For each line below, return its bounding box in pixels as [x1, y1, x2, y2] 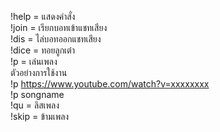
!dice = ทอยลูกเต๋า [10, 44, 76, 56]
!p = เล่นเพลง [10, 56, 58, 67]
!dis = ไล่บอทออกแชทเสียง [10, 33, 102, 45]
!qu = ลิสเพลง [10, 99, 60, 111]
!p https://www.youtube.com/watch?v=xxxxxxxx [10, 78, 210, 90]
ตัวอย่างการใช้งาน [10, 67, 68, 78]
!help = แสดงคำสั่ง [10, 11, 76, 22]
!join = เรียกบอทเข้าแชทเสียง [10, 22, 108, 33]
